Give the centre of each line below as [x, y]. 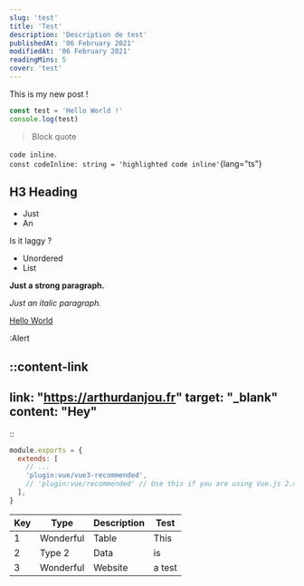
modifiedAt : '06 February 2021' [70, 52]
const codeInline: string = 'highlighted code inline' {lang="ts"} [136, 163]
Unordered [43, 258]
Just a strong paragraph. [57, 285]
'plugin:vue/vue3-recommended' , [86, 476]
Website [111, 567]
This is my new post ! [49, 94]
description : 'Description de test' [78, 34]
